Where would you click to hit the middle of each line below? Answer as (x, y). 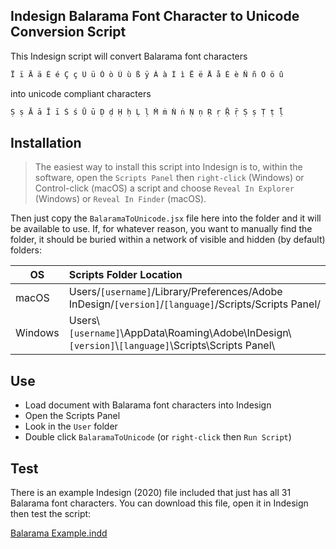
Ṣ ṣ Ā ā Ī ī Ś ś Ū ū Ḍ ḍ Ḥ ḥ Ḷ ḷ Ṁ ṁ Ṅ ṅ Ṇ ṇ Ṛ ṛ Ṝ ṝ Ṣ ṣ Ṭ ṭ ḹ (147, 112)
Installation (46, 142)
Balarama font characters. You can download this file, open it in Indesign (159, 503)
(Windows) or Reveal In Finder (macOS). (120, 199)
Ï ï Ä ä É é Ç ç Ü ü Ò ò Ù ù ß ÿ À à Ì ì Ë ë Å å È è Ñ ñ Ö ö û (147, 74)
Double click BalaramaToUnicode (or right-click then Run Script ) (158, 437)
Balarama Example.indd (59, 533)
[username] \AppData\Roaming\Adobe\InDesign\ (180, 333)
